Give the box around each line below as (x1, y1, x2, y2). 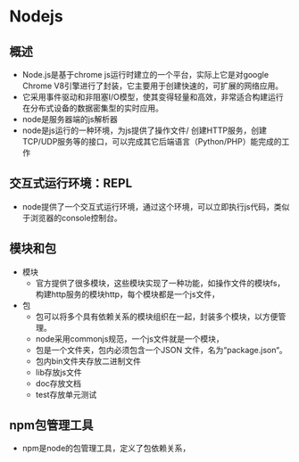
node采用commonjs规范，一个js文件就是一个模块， (35, 333, 225, 344)
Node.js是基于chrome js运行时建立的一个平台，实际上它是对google (21, 70, 270, 79)
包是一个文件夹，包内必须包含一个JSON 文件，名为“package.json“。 (35, 344, 287, 355)
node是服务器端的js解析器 (21, 114, 118, 124)
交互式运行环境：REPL (9, 176, 133, 191)
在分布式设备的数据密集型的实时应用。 (21, 103, 163, 113)
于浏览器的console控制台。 (21, 212, 122, 223)
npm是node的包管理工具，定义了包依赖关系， (21, 443, 191, 454)
